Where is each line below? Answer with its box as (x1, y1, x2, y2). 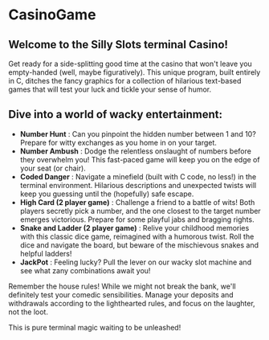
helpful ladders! (19, 248, 72, 258)
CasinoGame (8, 6, 96, 24)
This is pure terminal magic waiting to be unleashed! (8, 322, 181, 332)
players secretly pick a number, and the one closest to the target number (19, 206, 261, 215)
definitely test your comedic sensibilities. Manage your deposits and (8, 289, 234, 299)
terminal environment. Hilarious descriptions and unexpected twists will (19, 180, 257, 190)
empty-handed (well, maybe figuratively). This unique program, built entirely (8, 68, 261, 77)
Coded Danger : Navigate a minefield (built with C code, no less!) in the (19, 171, 257, 182)
